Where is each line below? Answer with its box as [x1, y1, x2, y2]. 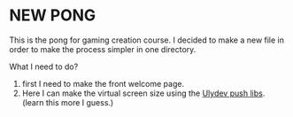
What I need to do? [9, 61, 79, 72]
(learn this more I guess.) [21, 97, 114, 107]
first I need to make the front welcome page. [21, 78, 184, 89]
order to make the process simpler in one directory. [9, 43, 197, 54]
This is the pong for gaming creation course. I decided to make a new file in [9, 35, 285, 45]
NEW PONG [9, 5, 96, 26]
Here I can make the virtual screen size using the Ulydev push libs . [21, 88, 266, 98]
